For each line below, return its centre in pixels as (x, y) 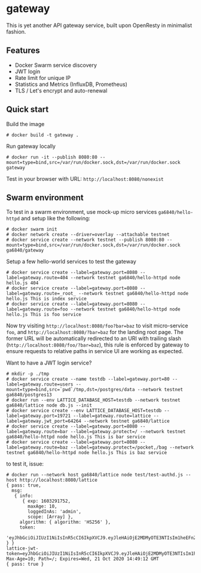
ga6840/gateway (25, 250)
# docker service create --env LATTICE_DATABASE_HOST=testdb (84, 411)
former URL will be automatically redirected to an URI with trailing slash (94, 339)
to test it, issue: (25, 464)
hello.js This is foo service (44, 315)
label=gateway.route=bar (37, 432)
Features (23, 51)
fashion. (16, 31)
